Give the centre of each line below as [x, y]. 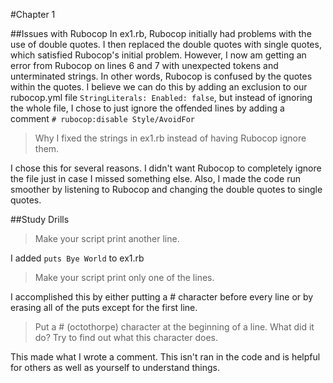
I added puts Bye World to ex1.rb [77, 258]
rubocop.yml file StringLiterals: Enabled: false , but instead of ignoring [161, 97]
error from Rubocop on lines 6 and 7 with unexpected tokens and [144, 65]
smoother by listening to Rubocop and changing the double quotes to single [166, 189]
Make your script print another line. [107, 238]
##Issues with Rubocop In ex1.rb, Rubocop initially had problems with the [161, 33]
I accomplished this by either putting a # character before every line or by [162, 297]
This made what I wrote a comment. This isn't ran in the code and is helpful [165, 357]
